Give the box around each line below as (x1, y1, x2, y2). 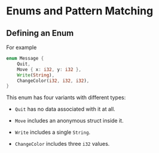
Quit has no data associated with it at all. (14, 106, 115, 113)
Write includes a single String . (14, 128, 91, 136)
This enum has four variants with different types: (6, 94, 126, 101)
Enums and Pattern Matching (6, 4, 154, 18)
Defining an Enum (6, 28, 74, 38)
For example (6, 44, 37, 51)
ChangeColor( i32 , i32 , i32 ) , (17, 78, 90, 84)
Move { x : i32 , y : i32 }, (17, 66, 82, 72)
